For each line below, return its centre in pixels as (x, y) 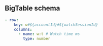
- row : (12, 20)
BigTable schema (32, 8)
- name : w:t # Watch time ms (49, 34)
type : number (37, 39)
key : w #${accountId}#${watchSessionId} (56, 25)
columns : (23, 29)
